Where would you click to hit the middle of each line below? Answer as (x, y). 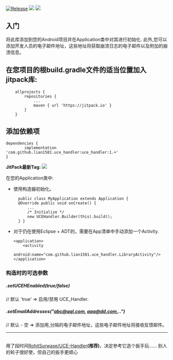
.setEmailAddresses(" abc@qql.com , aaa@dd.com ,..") (65, 311)
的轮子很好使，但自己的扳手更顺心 (42, 352)
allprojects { (30, 92)
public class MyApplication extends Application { (73, 199)
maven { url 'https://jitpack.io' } (72, 105)
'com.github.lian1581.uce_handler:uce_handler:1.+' (62, 152)
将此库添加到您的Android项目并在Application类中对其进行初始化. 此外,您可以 (86, 39)
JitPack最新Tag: (23, 167)
